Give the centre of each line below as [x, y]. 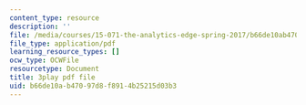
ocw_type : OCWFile [44, 60]
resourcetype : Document [55, 69]
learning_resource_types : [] [65, 52]
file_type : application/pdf [63, 43]
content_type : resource [55, 18]
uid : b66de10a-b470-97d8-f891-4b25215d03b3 [93, 86]
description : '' [40, 26]
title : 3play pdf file [52, 78]
